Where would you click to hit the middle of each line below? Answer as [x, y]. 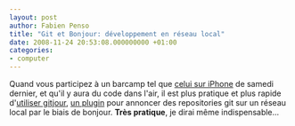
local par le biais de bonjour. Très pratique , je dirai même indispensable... [144, 112]
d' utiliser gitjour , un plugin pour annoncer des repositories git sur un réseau [148, 102]
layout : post [33, 17]
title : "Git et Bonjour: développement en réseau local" [117, 34]
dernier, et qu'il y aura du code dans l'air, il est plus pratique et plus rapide [146, 93]
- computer [29, 59]
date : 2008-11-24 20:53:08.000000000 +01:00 [93, 42]
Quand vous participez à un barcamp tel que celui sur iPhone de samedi [142, 84]
